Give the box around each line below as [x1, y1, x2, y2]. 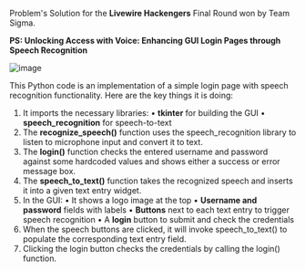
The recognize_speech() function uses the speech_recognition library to [22, 127, 297, 138]
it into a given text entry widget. [22, 185, 142, 195]
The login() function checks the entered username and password [22, 146, 269, 157]
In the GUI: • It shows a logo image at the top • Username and [22, 195, 258, 205]
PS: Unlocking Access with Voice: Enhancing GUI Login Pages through [9, 36, 281, 46]
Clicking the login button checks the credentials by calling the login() [22, 244, 280, 254]
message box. [22, 166, 76, 176]
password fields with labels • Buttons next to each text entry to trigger [22, 204, 290, 215]
